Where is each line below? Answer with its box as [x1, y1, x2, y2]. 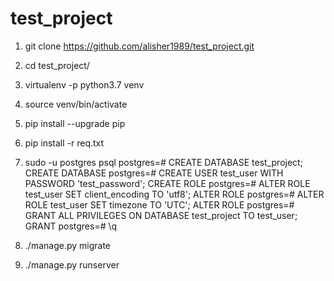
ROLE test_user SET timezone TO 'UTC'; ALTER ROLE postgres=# [24, 198, 295, 211]
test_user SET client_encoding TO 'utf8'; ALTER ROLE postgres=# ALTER [24, 188, 325, 200]
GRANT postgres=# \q [24, 220, 118, 232]
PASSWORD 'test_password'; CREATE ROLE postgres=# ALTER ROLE [24, 177, 311, 189]
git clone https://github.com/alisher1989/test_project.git [24, 40, 255, 52]
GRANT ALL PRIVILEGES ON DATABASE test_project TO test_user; [24, 209, 298, 221]
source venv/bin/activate [24, 98, 128, 110]
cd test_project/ [24, 59, 90, 71]
